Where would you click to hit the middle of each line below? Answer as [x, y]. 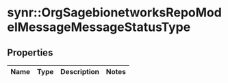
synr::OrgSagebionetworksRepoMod [115, 13]
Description [80, 72]
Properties [30, 52]
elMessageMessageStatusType [99, 27]
